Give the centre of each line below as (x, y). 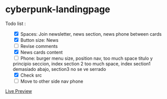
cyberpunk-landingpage (58, 9)
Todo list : (16, 23)
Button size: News (39, 40)
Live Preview (19, 91)
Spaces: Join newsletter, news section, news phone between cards (91, 34)
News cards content (41, 52)
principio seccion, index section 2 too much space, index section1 (81, 64)
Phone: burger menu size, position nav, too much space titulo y (86, 58)
